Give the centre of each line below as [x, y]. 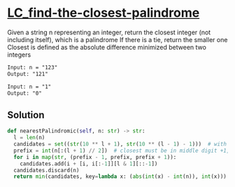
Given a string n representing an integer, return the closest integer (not [109, 32]
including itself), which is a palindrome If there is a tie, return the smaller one [117, 39]
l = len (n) [29, 138]
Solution [26, 115]
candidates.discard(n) [47, 170]
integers [19, 55]
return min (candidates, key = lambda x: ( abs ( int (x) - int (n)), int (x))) [120, 176]
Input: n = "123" [33, 67]
